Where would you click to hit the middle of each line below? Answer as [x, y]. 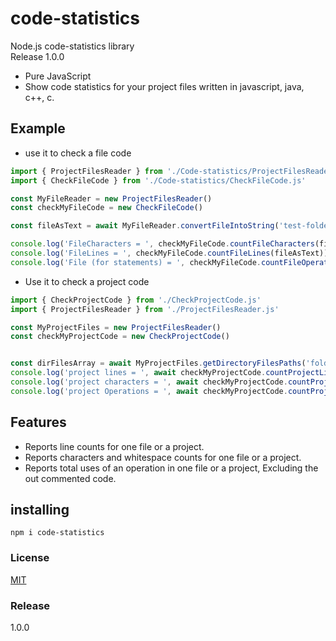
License [30, 558]
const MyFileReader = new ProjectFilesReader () [111, 198]
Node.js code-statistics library [72, 46]
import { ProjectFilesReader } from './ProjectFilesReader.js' [145, 309]
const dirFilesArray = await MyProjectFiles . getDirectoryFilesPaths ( [158, 363]
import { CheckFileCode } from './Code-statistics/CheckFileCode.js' [158, 180]
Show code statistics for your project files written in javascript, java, [164, 86]
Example [38, 128]
